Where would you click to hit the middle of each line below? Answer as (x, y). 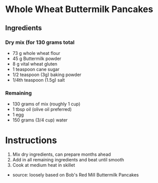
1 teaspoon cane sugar (36, 69)
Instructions (31, 140)
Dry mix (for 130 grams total (40, 42)
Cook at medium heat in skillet (44, 165)
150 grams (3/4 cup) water (40, 120)
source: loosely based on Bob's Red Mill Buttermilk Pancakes (75, 175)
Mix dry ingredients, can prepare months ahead (62, 154)
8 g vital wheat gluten (35, 64)
